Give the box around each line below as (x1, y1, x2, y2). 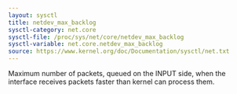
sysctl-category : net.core (8, 26, 97, 33)
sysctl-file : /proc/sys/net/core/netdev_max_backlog (8, 33, 184, 41)
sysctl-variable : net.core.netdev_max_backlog (8, 40, 163, 48)
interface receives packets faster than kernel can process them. (8, 77, 215, 86)
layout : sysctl (8, 11, 58, 19)
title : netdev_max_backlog (8, 19, 97, 26)
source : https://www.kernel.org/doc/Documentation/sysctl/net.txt (8, 47, 230, 55)
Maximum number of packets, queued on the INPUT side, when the (8, 69, 226, 78)
